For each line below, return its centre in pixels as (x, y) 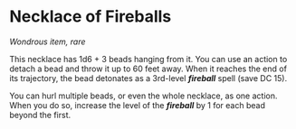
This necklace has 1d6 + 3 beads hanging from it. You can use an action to (148, 59)
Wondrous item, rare (48, 41)
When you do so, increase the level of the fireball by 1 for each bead (137, 105)
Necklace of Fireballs (91, 17)
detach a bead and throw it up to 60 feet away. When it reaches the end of (148, 69)
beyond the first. (40, 115)
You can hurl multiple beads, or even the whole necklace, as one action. (143, 96)
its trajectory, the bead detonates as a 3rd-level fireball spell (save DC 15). (148, 78)
